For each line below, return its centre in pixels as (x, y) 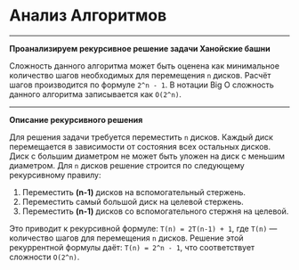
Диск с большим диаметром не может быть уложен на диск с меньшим (147, 156)
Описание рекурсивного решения (76, 119)
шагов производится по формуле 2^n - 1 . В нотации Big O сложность (141, 85)
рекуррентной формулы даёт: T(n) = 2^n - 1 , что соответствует (132, 247)
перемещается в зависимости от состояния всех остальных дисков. (140, 146)
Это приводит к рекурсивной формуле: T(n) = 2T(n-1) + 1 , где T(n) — (143, 228)
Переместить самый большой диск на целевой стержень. (133, 201)
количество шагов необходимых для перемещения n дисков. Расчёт (140, 75)
